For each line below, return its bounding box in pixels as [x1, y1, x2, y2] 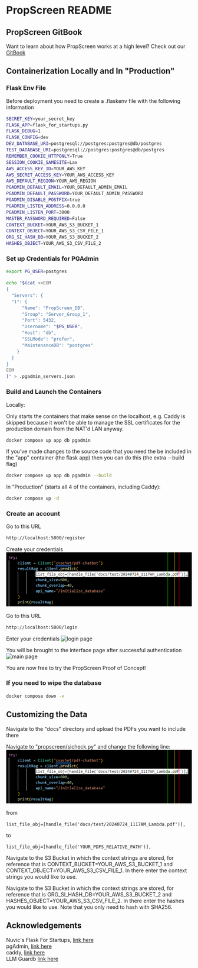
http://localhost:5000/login [6, 624, 78, 630]
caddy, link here [6, 948, 45, 956]
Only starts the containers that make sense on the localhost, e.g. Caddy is [6, 412, 186, 420]
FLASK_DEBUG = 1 [6, 128, 41, 134]
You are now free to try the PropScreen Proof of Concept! [6, 664, 146, 671]
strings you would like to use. [6, 873, 77, 880]
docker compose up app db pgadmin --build [6, 472, 112, 479]
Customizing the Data [6, 710, 88, 720]
